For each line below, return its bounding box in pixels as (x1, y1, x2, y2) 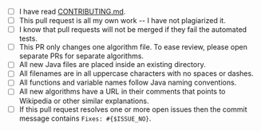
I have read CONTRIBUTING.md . (18, 7, 126, 16)
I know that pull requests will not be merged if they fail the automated (18, 25, 247, 34)
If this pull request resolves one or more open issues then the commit (18, 104, 247, 114)
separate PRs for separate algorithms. (18, 51, 144, 61)
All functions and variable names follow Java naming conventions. (18, 77, 237, 87)
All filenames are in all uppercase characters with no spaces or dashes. (18, 69, 254, 78)
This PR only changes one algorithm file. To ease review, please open (18, 42, 248, 52)
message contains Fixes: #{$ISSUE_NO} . (18, 113, 152, 123)
